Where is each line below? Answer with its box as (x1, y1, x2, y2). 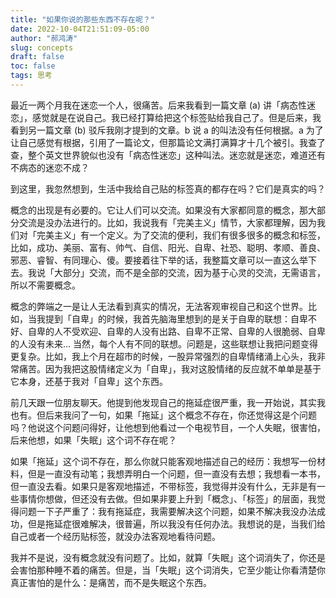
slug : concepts (10, 42, 74, 53)
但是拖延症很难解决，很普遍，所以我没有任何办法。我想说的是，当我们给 (27, 517, 326, 530)
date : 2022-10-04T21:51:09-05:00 (10, 24, 150, 34)
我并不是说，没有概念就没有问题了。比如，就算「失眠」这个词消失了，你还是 (10, 551, 326, 563)
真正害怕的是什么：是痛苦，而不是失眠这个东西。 (10, 576, 212, 588)
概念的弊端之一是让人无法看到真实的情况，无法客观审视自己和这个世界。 (10, 300, 308, 312)
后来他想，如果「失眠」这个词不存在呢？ (10, 434, 177, 446)
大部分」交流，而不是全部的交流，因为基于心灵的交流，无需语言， (53, 266, 326, 278)
